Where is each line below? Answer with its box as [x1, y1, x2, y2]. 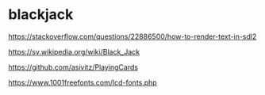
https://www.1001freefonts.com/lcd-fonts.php [8, 78, 157, 87]
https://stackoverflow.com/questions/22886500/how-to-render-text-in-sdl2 [8, 32, 257, 41]
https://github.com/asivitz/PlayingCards [8, 62, 139, 72]
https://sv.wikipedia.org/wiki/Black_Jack [8, 47, 140, 56]
